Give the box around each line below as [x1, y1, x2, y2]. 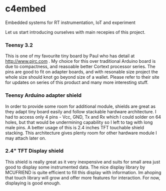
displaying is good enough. [5, 180, 61, 186]
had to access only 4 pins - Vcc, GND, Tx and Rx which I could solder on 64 [5, 114, 161, 120]
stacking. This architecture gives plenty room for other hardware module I [5, 130, 157, 136]
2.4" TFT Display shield [5, 148, 64, 155]
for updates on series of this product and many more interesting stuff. [5, 79, 148, 85]
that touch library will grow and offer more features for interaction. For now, [5, 175, 160, 181]
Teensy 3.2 [5, 41, 33, 48]
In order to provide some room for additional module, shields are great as [5, 103, 156, 109]
